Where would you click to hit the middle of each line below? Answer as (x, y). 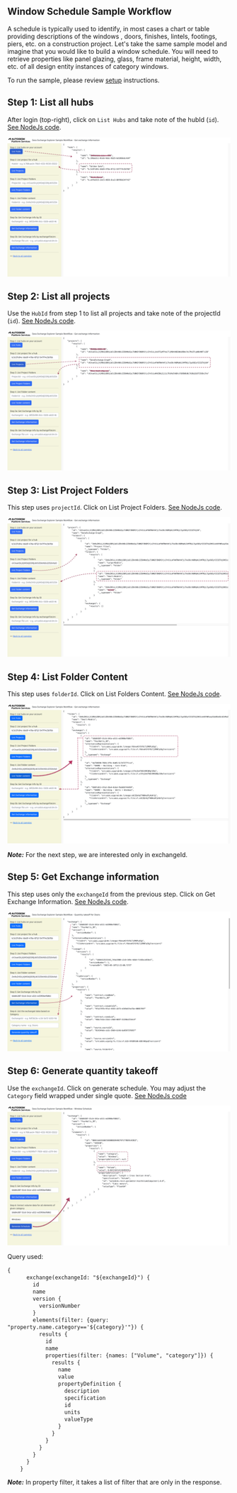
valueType (79, 1419)
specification (85, 1398)
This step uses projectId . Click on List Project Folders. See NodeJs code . (115, 508)
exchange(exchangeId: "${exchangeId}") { (88, 1277)
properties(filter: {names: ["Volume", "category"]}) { (129, 1355)
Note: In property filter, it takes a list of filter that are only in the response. (115, 1482)
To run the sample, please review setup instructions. (83, 80)
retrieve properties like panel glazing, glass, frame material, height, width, (114, 59)
